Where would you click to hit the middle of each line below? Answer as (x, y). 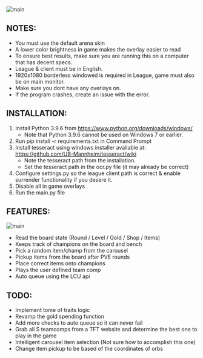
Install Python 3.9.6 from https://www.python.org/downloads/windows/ (104, 128)
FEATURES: (28, 212)
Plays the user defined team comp (58, 270)
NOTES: (22, 28)
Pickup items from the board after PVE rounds (72, 257)
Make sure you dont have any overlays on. (68, 88)
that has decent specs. (44, 62)
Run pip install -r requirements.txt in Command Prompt (83, 141)
